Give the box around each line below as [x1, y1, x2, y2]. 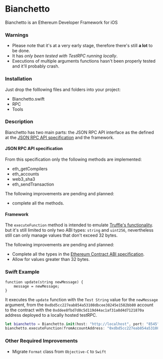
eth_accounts [12, 171, 39, 177]
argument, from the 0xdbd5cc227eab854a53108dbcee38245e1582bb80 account [5, 302, 154, 308]
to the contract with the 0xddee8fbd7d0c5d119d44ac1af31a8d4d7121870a [5, 307, 144, 313]
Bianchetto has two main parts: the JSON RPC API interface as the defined [5, 129, 154, 135]
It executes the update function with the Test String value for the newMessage [5, 296, 158, 302]
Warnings [5, 32, 29, 38]
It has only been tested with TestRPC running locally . [12, 53, 118, 59]
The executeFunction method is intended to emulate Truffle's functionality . [5, 222, 154, 228]
